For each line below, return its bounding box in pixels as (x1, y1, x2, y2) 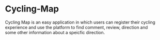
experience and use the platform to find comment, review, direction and (5, 24, 148, 30)
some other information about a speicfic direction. (5, 29, 105, 35)
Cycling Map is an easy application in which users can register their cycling (5, 19, 156, 25)
